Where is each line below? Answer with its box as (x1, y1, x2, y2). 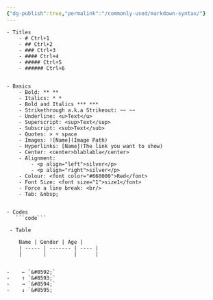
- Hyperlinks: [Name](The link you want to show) (18, 142, 164, 149)
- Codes (6, 208, 29, 216)
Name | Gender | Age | (18, 238, 84, 245)
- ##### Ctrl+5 (18, 59, 62, 66)
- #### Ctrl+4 (18, 53, 59, 60)
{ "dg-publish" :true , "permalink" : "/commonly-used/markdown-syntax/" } (6, 10, 206, 17)
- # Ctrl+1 (18, 35, 50, 42)
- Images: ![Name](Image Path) (18, 136, 108, 144)
